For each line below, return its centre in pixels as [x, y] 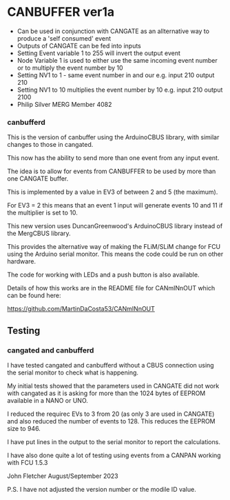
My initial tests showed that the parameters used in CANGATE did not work [113, 386]
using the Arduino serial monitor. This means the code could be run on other [115, 254]
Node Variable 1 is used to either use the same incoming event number [117, 60]
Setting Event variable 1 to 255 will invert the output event [98, 53]
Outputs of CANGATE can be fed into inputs [79, 46]
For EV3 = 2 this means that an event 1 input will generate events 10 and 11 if [115, 206]
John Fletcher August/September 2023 [63, 476]
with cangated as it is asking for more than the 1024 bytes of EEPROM [106, 393]
